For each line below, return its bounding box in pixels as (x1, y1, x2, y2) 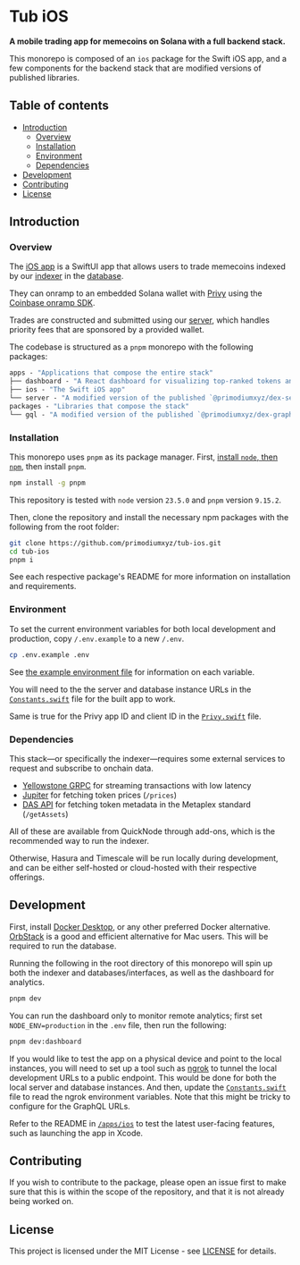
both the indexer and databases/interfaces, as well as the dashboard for (9, 967, 275, 978)
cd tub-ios (9, 547, 50, 556)
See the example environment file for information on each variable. (9, 666, 255, 677)
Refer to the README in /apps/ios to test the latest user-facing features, (9, 1117, 275, 1128)
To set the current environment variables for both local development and (9, 623, 276, 634)
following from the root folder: (9, 521, 120, 532)
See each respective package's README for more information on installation (9, 571, 291, 582)
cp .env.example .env (9, 650, 90, 659)
